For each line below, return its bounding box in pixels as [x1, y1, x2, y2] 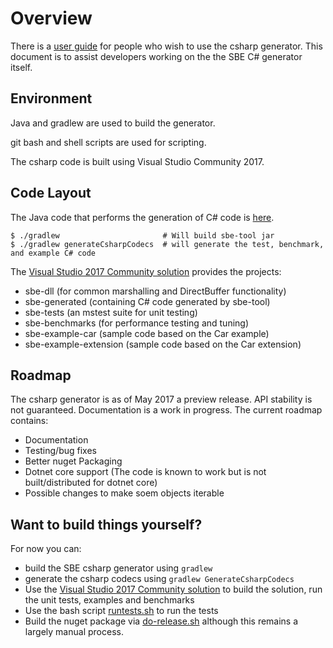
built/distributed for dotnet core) [24, 477, 158, 489]
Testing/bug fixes [24, 445, 97, 457]
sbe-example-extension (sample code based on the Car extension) [24, 338, 302, 350]
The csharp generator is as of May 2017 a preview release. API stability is [10, 393, 313, 406]
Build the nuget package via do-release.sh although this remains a [24, 615, 299, 627]
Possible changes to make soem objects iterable [24, 487, 225, 499]
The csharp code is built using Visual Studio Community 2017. [10, 155, 265, 167]
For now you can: [10, 543, 82, 555]
